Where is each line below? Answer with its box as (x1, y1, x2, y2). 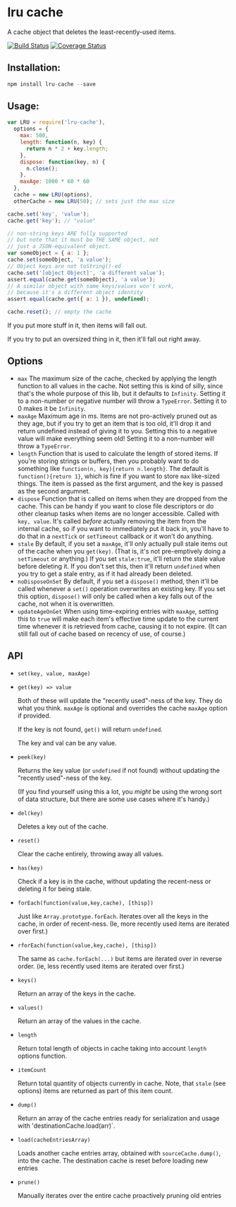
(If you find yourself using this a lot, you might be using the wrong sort (17, 787, 222, 795)
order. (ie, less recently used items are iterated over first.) (17, 962, 185, 970)
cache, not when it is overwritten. (17, 599, 115, 608)
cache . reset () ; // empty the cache (7, 308, 112, 315)
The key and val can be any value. (17, 738, 118, 747)
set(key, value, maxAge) (17, 670, 91, 677)
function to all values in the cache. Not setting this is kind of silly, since (17, 381, 223, 390)
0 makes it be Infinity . (17, 404, 86, 412)
